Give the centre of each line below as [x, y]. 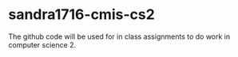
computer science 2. [42, 44]
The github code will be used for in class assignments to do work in [119, 36]
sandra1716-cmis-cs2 [82, 15]
